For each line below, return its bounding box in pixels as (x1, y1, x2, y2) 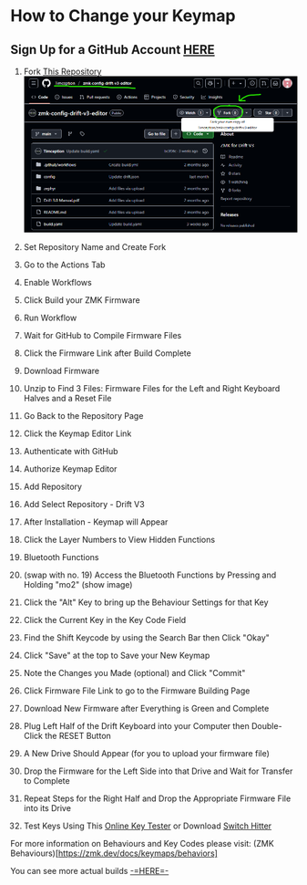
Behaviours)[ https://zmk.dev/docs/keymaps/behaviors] (10, 848, 218, 859)
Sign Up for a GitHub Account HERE (10, 42, 215, 57)
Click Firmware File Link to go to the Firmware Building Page (23, 685, 251, 696)
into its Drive (23, 803, 72, 814)
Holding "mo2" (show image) (23, 579, 133, 590)
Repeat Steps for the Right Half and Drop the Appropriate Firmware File (23, 793, 292, 804)
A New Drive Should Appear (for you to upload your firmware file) (23, 748, 270, 759)
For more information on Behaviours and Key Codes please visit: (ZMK (10, 838, 274, 849)
